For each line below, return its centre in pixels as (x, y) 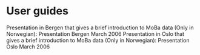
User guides (37, 11)
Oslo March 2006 (28, 47)
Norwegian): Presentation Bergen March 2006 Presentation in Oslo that (95, 33)
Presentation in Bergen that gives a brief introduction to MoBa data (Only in (100, 27)
